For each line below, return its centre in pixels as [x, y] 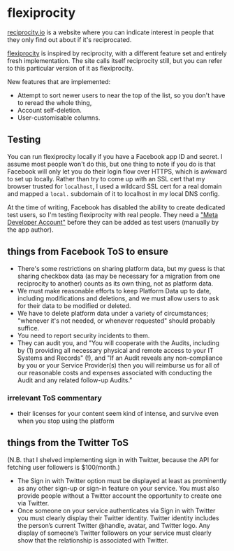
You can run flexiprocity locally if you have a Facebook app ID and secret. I [115, 156]
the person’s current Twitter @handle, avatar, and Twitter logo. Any [114, 525]
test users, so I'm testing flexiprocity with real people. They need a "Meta [113, 214]
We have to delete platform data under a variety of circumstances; [113, 313]
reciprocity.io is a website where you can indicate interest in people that [111, 32]
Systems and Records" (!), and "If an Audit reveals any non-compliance [120, 358]
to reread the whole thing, [54, 102]
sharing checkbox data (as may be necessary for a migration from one [119, 276]
